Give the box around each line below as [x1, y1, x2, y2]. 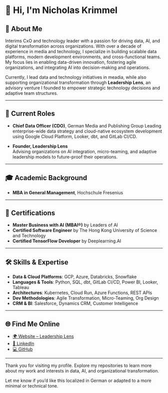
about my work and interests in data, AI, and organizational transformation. [5, 368, 159, 374]
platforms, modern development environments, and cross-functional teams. [5, 54, 161, 60]
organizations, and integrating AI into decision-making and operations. [5, 65, 150, 70]
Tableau [12, 285, 29, 291]
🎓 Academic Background [5, 174, 87, 182]
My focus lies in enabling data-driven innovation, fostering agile [5, 59, 136, 65]
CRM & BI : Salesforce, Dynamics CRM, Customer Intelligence [12, 301, 138, 307]
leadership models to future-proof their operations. [12, 154, 118, 160]
